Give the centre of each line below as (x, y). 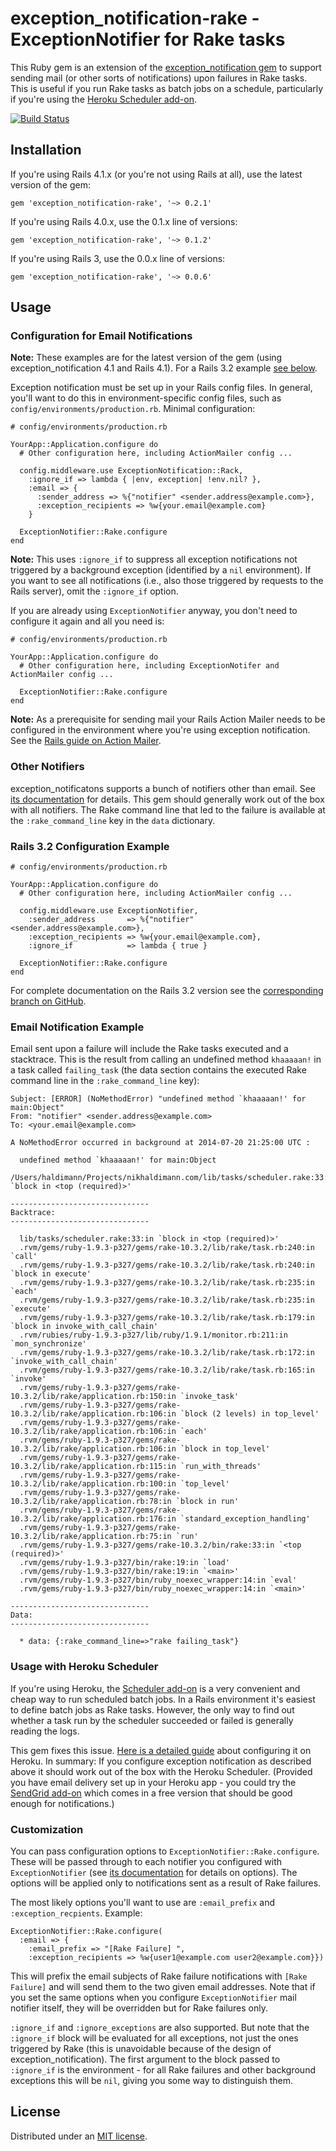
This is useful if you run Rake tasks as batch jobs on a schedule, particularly (167, 88)
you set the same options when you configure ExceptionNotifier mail (153, 1997)
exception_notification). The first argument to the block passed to (145, 2059)
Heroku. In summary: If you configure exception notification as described (161, 1761)
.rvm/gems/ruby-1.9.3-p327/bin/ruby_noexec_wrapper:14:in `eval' (158, 1580)
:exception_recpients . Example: (76, 1913)
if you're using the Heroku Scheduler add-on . (104, 99)
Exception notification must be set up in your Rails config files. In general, (161, 388)
